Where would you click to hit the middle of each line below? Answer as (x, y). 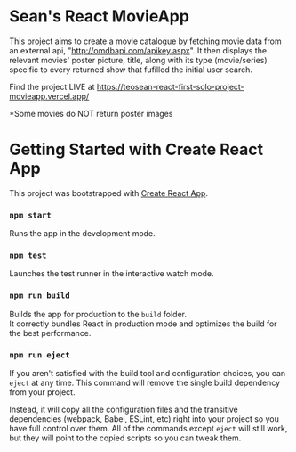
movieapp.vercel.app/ (49, 96)
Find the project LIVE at (52, 86)
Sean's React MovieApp (99, 16)
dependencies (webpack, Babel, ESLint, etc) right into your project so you (144, 419)
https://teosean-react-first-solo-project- (170, 86)
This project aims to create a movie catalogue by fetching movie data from (145, 41)
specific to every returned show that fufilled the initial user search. (131, 70)
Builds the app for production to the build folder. (98, 314)
